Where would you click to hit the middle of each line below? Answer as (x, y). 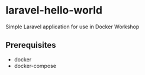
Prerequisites (31, 45)
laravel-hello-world (54, 10)
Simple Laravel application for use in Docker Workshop (72, 27)
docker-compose (35, 66)
